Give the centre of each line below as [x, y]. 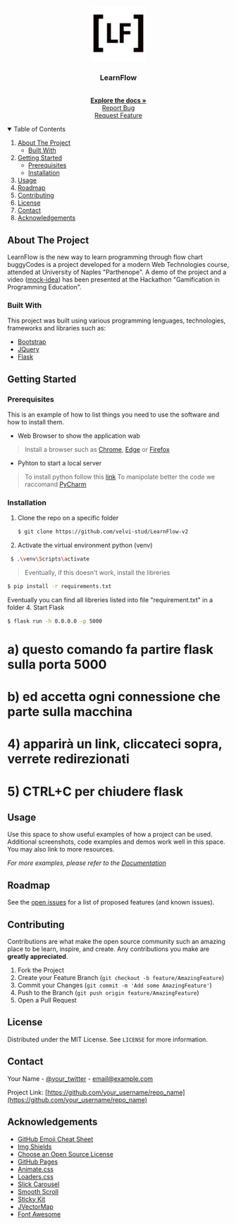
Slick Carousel [38, 1184]
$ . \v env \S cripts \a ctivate [50, 559]
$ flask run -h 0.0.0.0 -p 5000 [55, 621]
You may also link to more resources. [61, 849]
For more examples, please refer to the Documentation [87, 863]
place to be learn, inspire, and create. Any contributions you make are [108, 949]
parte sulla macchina [70, 712]
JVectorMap [36, 1207]
